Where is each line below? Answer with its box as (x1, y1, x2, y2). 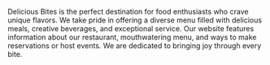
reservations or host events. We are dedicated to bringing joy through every (7, 41, 262, 51)
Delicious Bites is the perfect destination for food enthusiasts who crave (7, 7, 249, 16)
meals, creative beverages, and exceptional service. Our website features (7, 24, 255, 33)
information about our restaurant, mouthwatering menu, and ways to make (7, 32, 257, 42)
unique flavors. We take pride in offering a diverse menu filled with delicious (7, 15, 262, 25)
